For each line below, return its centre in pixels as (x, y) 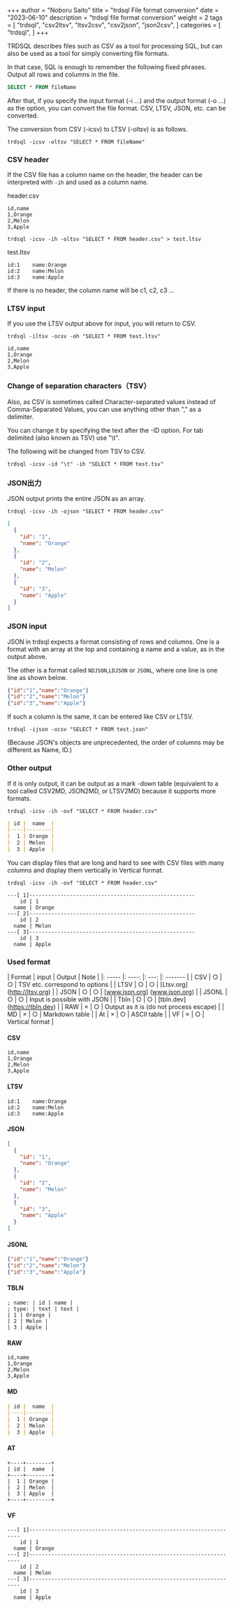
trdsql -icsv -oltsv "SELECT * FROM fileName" (76, 142)
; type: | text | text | (43, 1309)
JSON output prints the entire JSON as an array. (76, 499)
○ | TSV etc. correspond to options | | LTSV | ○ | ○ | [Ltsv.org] (98, 985)
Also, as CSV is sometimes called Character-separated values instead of (112, 401)
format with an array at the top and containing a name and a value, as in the (116, 649)
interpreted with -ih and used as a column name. (78, 182)
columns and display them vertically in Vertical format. (86, 870)
